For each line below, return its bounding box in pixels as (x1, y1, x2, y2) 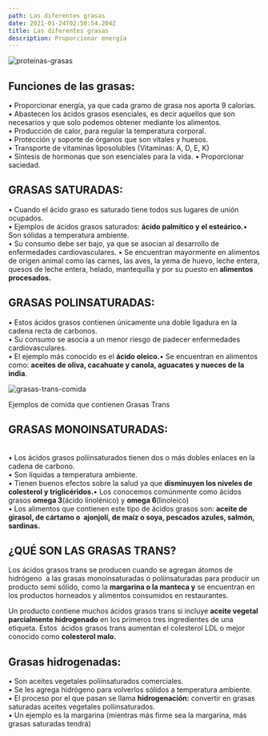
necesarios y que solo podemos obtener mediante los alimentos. (8, 118, 222, 127)
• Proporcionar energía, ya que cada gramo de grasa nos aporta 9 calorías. (8, 101, 256, 111)
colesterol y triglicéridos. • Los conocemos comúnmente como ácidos (8, 487, 242, 496)
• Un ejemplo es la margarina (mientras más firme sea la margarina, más (8, 710, 247, 720)
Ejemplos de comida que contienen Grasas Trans (8, 399, 170, 409)
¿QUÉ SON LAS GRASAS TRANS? (8, 544, 177, 557)
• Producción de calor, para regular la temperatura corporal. (8, 126, 206, 136)
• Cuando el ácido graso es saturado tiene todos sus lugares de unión (8, 204, 239, 214)
